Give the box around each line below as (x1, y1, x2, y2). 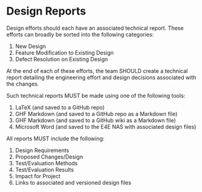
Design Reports (6, 4, 86, 18)
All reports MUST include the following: (6, 135, 105, 142)
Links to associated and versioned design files (15, 179, 132, 186)
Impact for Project (15, 172, 61, 180)
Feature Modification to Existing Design (15, 49, 114, 56)
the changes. (6, 80, 40, 87)
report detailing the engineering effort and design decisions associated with (6, 74, 197, 81)
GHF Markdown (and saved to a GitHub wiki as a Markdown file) (15, 117, 176, 124)
